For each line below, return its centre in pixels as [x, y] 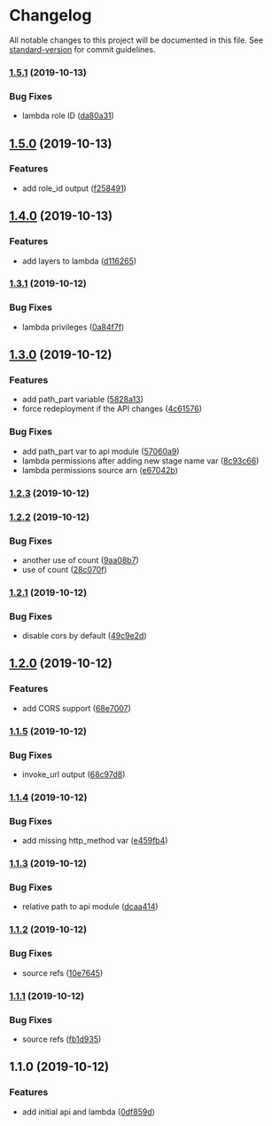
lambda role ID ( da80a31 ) [68, 115]
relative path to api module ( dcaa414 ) [90, 907]
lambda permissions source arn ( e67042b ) [100, 470]
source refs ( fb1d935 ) [62, 1039]
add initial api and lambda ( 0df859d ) [88, 1112]
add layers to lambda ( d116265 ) [79, 261]
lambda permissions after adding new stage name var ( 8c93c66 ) [140, 460]
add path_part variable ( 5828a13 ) [83, 400]
